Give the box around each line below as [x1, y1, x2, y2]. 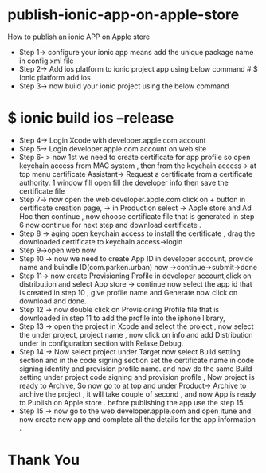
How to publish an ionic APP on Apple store [7, 32, 151, 41]
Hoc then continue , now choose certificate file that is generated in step [18, 211, 255, 221]
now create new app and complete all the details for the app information [18, 414, 256, 424]
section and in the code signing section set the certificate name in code [18, 355, 255, 365]
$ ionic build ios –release [7, 109, 174, 127]
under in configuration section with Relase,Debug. [18, 338, 184, 348]
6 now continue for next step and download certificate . [18, 220, 202, 229]
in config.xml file [18, 56, 74, 65]
